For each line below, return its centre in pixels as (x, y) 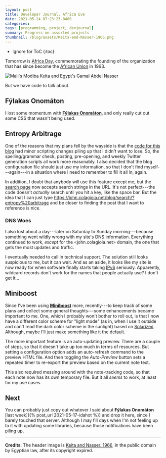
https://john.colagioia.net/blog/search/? (94, 197)
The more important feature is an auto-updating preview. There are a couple (83, 341)
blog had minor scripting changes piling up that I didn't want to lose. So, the (82, 151)
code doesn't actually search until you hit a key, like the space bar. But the (81, 192)
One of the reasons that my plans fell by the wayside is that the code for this (83, 146)
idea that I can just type (29, 197)
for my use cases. (23, 382)
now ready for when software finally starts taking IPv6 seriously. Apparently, (83, 267)
